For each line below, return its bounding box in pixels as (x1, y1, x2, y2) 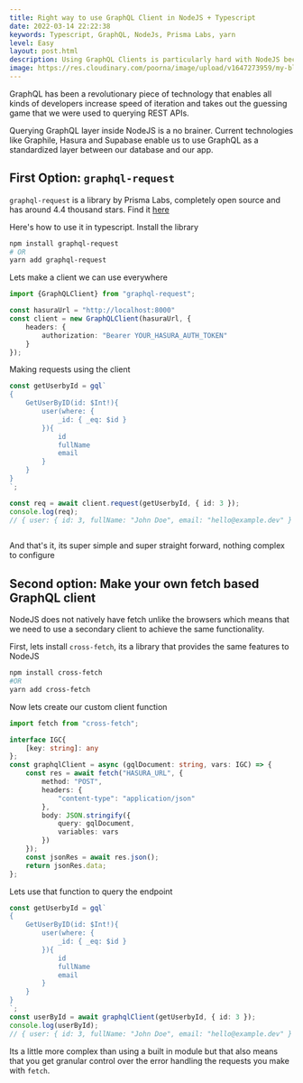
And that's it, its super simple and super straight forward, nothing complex (9, 540, 286, 551)
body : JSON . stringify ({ (41, 810, 131, 820)
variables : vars (57, 827, 119, 836)
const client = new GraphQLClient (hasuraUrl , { (9, 314, 192, 323)
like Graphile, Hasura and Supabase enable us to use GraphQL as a (9, 135, 259, 145)
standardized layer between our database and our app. (9, 144, 214, 154)
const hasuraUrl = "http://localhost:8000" (9, 306, 176, 315)
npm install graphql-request (9, 238, 119, 248)
